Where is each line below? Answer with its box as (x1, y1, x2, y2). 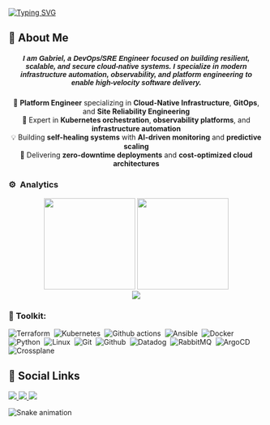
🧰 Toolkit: (8, 310, 47, 321)
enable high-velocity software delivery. (71, 78, 202, 87)
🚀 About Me (8, 31, 69, 45)
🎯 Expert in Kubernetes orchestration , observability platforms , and (21, 115, 251, 125)
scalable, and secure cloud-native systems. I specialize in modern (25, 62, 247, 71)
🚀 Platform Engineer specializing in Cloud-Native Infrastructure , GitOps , (13, 98, 259, 108)
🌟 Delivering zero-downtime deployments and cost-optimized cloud (19, 150, 253, 160)
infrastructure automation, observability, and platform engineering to (19, 70, 253, 79)
